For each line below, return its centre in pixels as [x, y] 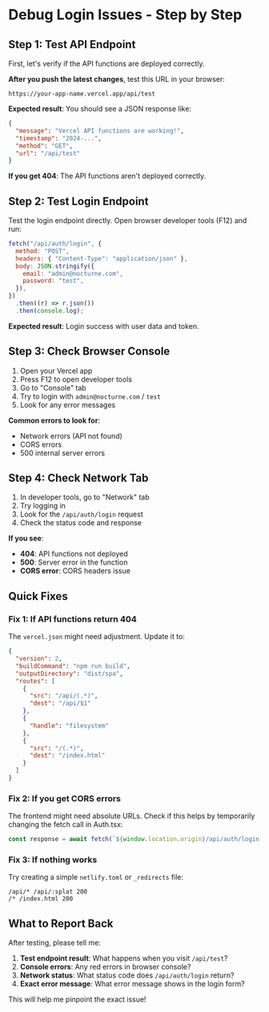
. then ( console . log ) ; [50, 310]
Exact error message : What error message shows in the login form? [132, 984]
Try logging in [43, 506]
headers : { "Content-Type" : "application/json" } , [102, 258]
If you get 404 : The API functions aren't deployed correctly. [107, 176]
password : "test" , [53, 281]
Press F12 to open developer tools [76, 379]
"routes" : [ [36, 681]
